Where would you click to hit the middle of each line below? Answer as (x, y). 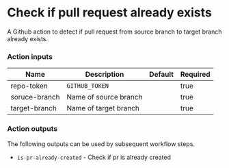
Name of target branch (103, 108)
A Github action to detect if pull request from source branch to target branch (114, 32)
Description (105, 75)
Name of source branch (105, 97)
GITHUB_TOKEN (88, 86)
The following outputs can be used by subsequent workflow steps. (101, 144)
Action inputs (30, 56)
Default (162, 75)
